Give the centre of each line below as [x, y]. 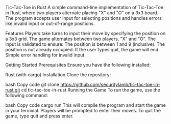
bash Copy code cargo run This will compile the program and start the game [86, 105]
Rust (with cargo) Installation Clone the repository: [58, 75]
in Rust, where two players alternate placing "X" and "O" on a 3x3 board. [82, 13]
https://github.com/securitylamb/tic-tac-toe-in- [111, 84]
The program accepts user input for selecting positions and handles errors [83, 18]
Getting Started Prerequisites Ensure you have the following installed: [78, 65]
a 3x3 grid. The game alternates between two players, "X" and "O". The [81, 39]
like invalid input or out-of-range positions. [50, 23]
